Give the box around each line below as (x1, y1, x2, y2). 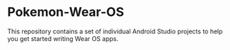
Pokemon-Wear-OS (7, 4, 125, 20)
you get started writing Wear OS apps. (7, 34, 119, 42)
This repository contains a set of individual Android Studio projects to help (7, 27, 224, 35)
